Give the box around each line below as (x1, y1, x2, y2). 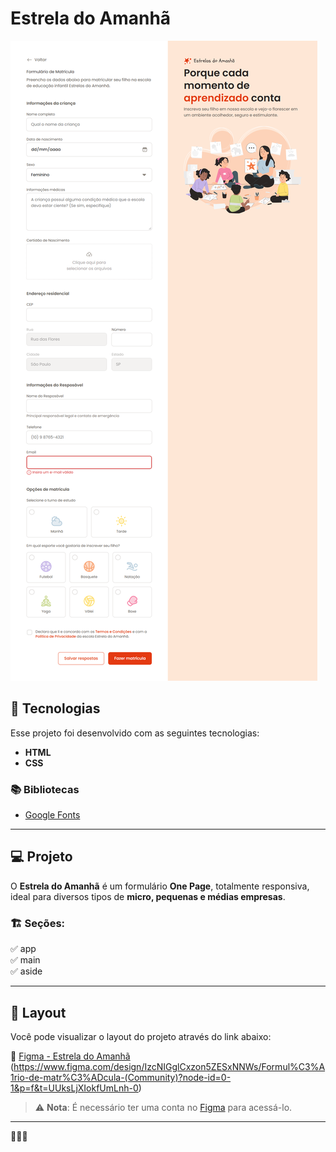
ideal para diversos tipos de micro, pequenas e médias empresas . (10, 890, 286, 902)
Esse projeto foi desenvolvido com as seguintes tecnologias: (10, 727, 260, 739)
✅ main (10, 954, 41, 966)
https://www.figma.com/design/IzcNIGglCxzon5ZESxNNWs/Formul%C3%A (13, 1060, 326, 1072)
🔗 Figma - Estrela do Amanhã (10, 1050, 131, 1062)
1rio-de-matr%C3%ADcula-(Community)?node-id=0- (10, 1071, 232, 1083)
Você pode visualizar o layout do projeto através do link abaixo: (10, 1030, 272, 1042)
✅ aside (10, 965, 43, 977)
